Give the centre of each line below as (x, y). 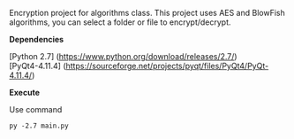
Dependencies (37, 39)
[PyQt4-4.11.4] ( (38, 66)
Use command (36, 109)
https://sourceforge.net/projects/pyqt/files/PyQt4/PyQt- (167, 66)
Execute (24, 93)
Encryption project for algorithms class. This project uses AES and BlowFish (147, 13)
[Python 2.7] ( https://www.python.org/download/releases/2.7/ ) (123, 56)
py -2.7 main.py (39, 126)
